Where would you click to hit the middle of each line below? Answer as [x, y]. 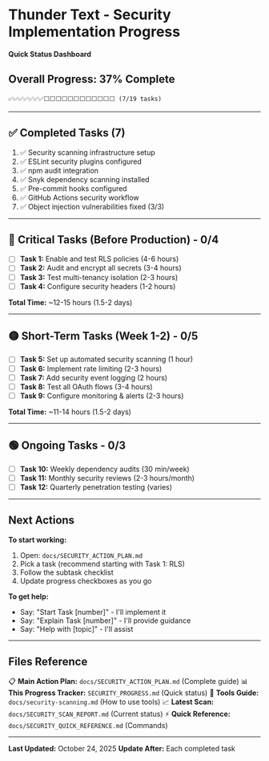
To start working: [38, 539]
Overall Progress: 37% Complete [92, 79]
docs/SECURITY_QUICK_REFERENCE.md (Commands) [88, 726]
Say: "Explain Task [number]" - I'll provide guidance [105, 621]
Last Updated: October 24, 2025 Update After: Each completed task [122, 749]
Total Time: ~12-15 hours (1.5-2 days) [70, 302]
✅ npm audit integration [59, 170]
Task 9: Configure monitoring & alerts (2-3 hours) [102, 396]
